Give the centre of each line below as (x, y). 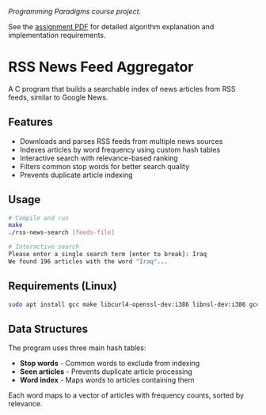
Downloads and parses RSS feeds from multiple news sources (121, 141)
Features (30, 122)
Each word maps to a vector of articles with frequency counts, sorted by (126, 395)
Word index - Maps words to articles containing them (107, 380)
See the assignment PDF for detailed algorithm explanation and (111, 26)
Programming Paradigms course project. (75, 11)
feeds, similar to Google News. (58, 97)
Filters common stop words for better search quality (104, 166)
